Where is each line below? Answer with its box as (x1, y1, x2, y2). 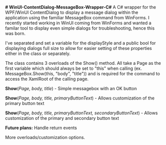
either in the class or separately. (5, 50, 71, 56)
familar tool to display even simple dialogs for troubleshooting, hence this (5, 25, 155, 31)
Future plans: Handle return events (5, 125, 77, 131)
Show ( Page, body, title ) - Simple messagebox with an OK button (5, 86, 137, 91)
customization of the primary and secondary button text (5, 115, 119, 121)
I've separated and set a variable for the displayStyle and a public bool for (5, 40, 156, 46)
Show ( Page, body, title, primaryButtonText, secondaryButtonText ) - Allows (5, 110, 158, 116)
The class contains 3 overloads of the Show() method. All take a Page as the (5, 60, 161, 66)
